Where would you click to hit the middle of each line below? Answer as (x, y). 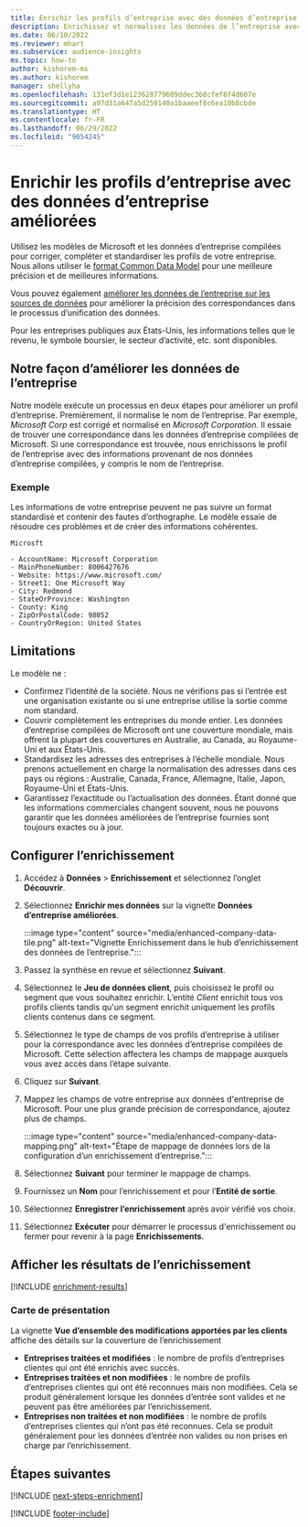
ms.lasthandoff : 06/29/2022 (64, 129)
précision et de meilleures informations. (85, 275)
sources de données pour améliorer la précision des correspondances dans (153, 303)
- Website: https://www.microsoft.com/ (86, 575)
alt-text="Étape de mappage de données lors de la (175, 1146)
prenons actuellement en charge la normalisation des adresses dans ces (160, 768)
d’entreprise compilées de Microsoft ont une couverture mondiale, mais (158, 730)
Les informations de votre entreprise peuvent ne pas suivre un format (141, 507)
